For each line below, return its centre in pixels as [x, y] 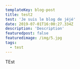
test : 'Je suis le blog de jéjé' [41, 19]
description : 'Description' [35, 29]
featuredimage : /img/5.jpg [34, 38]
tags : [11, 43]
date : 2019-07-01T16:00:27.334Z [39, 24]
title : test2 [19, 15]
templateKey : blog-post [30, 10]
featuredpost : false [27, 33]
